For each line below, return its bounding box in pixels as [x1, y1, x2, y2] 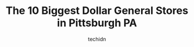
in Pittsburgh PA [56, 16, 138, 30]
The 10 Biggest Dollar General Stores [5, 4, 189, 17]
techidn [88, 35, 106, 42]
